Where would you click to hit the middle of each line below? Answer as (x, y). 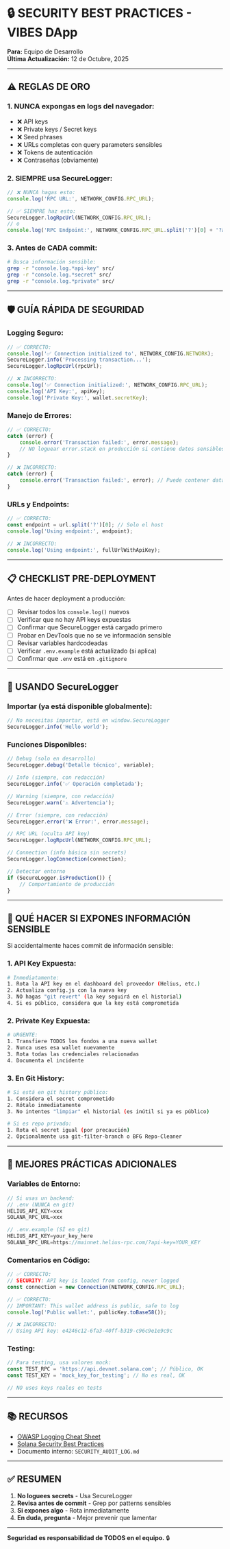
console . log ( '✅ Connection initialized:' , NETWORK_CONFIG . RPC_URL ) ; (107, 385)
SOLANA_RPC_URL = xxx (35, 1218)
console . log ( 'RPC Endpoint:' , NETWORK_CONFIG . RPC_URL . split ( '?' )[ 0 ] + (110, 231)
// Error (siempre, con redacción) (58, 815)
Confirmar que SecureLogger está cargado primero (90, 627)
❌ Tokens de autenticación (55, 152)
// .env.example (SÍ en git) (49, 1230)
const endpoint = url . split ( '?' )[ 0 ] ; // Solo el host (86, 525)
